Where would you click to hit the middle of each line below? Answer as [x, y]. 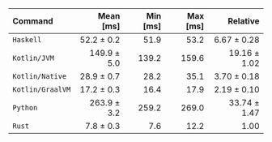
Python [25, 108]
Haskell [27, 40]
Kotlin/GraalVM [42, 90]
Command [33, 21]
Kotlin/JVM [33, 58]
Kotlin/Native [40, 76]
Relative [244, 21]
